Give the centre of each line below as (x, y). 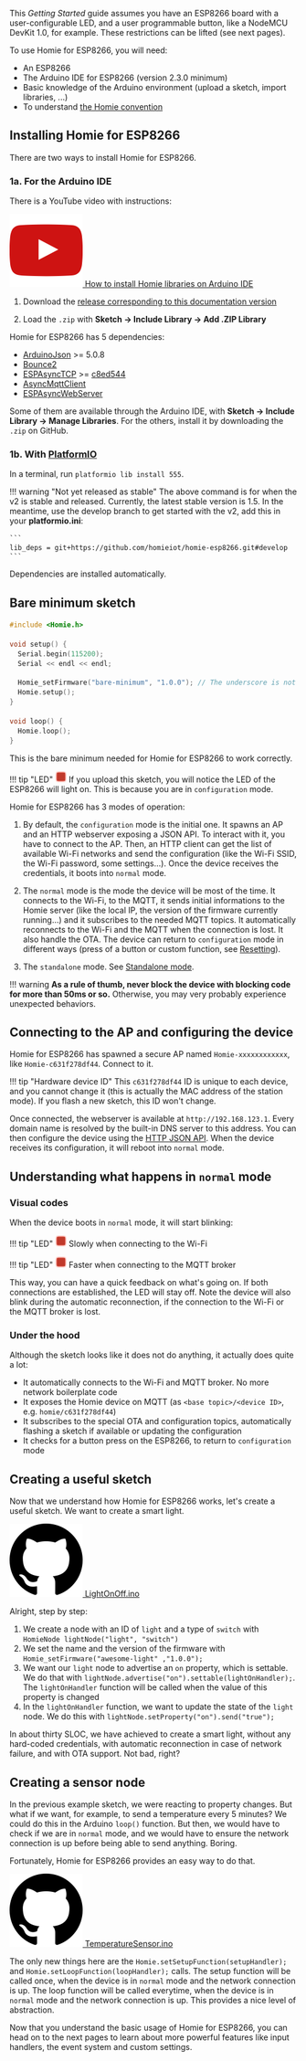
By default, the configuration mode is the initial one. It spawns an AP (153, 824)
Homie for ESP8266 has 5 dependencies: (87, 337)
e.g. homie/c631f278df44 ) (69, 1411)
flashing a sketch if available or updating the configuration (132, 1431)
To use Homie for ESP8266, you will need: (89, 50)
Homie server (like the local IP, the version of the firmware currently (150, 910)
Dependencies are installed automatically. (88, 574)
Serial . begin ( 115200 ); (61, 654)
